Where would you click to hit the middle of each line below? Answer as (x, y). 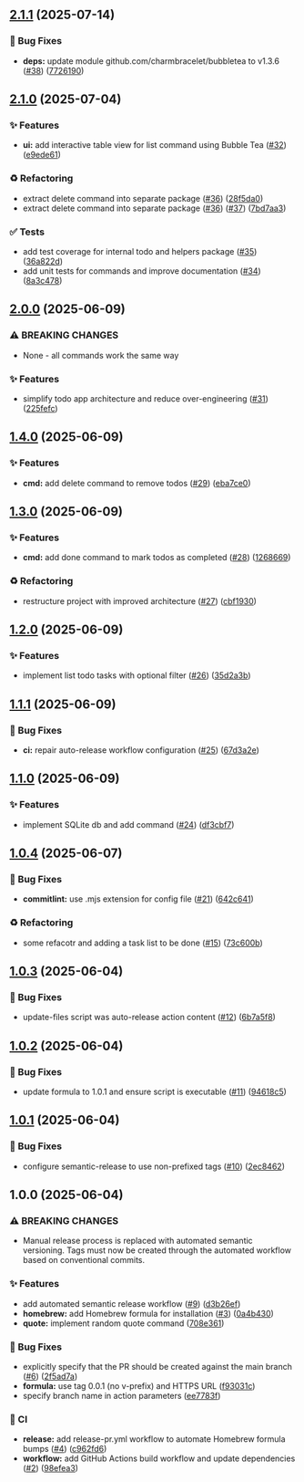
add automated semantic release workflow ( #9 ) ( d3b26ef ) (132, 1303)
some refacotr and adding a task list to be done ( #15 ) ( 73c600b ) (143, 943)
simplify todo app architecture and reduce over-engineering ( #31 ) (145, 398)
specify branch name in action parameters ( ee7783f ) (122, 1396)
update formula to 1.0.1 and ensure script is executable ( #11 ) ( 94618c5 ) (154, 1092)
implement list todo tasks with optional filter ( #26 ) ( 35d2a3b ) (137, 675)
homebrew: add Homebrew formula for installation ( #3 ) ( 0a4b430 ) (148, 1313)
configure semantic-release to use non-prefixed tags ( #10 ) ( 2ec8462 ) (153, 1166)
